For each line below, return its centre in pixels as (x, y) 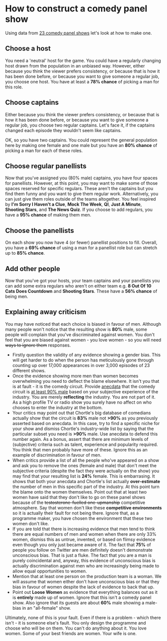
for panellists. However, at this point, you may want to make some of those (82, 183)
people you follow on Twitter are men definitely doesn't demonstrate (83, 550)
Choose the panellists (40, 231)
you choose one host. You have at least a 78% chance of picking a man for (82, 81)
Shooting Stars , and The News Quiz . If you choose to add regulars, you (79, 210)
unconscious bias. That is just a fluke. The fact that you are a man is (82, 555)
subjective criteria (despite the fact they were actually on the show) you (86, 471)
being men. (17, 296)
